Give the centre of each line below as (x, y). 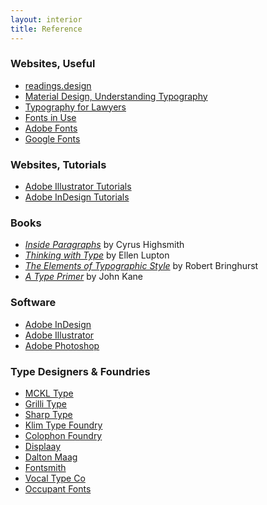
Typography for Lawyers (75, 107)
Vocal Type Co (55, 478)
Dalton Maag (51, 457)
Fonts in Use (50, 117)
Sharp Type (48, 414)
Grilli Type (45, 403)
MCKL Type (49, 393)
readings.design (58, 85)
